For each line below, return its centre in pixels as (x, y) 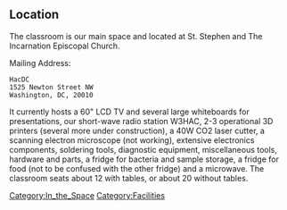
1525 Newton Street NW (51, 87)
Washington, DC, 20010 (51, 95)
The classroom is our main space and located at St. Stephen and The (136, 36)
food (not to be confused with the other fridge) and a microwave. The (137, 168)
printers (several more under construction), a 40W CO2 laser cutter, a (137, 130)
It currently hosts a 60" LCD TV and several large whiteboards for (129, 112)
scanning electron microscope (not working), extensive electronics (132, 140)
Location (34, 15)
